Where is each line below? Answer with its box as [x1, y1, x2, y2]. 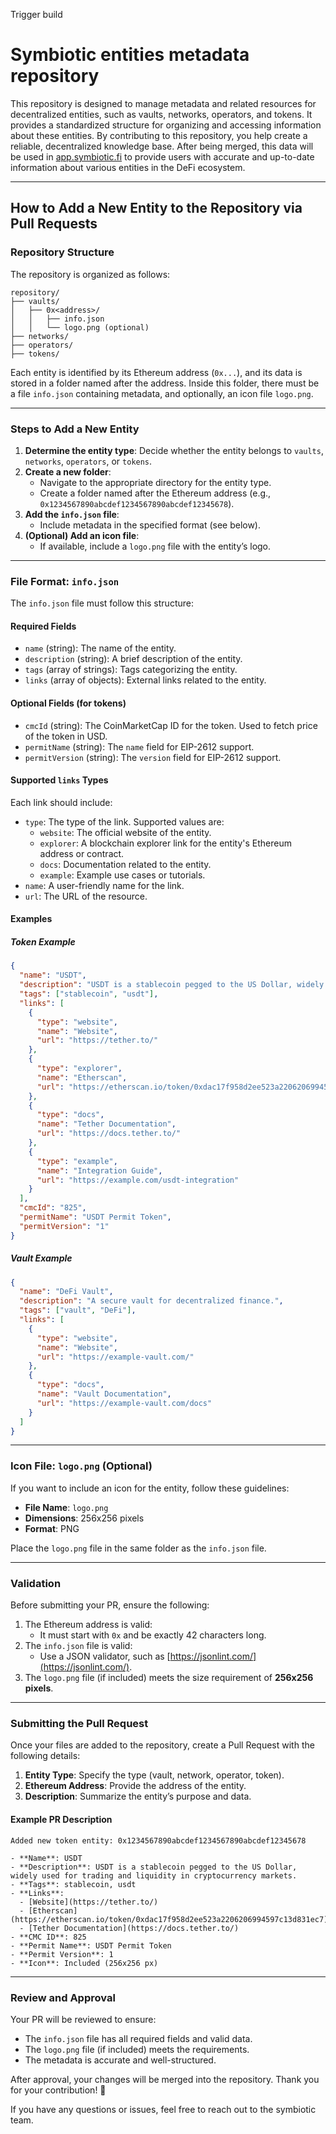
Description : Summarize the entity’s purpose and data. [24, 1790, 252, 1803]
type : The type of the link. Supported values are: [24, 815, 225, 828]
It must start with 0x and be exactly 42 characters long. [39, 1629, 267, 1641]
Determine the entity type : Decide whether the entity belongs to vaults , [24, 444, 324, 456]
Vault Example [10, 1252, 73, 1264]
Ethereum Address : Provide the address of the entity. [24, 1780, 247, 1792]
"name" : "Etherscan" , [36, 1072, 128, 1083]
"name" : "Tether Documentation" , [36, 1119, 177, 1129]
